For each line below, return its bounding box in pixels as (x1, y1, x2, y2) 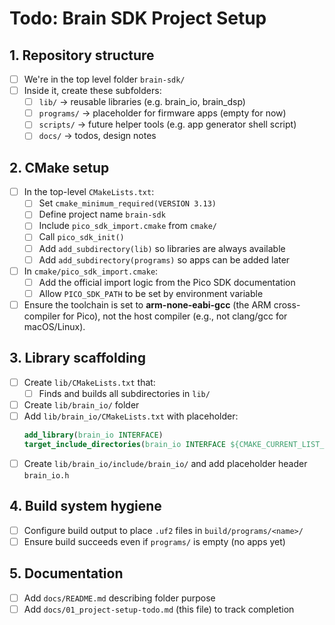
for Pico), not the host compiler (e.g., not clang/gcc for (62, 310, 288, 322)
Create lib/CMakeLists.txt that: (23, 376, 156, 388)
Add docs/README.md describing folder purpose (23, 592, 216, 604)
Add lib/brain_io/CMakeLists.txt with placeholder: (23, 410, 239, 422)
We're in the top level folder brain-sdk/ (23, 73, 186, 85)
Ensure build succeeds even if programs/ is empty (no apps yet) (23, 535, 286, 547)
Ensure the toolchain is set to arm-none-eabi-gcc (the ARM (23, 298, 272, 311)
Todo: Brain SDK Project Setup (9, 7, 267, 30)
